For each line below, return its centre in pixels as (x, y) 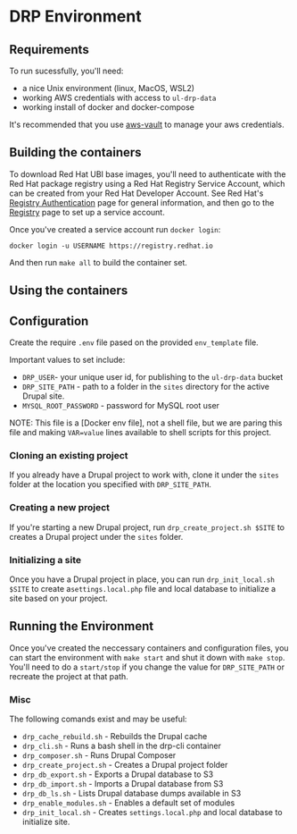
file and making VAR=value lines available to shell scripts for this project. (140, 433)
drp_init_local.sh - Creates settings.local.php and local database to (152, 813)
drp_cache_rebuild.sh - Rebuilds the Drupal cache (115, 737)
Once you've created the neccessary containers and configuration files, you (149, 648)
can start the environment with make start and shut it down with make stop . (147, 657)
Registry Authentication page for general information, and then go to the (142, 202)
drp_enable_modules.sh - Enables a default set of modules (128, 803)
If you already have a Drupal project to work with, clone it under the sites (144, 475)
